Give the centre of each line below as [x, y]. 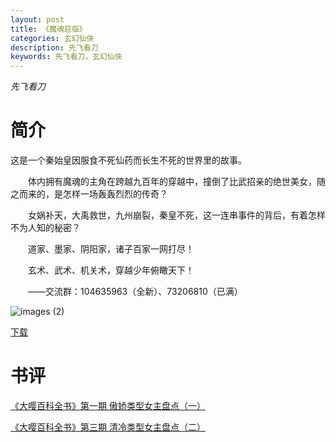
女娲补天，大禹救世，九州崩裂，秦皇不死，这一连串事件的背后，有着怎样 [176, 215]
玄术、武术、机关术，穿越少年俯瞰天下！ [111, 270]
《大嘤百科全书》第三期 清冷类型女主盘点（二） [108, 427]
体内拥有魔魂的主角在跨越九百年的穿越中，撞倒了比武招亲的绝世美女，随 [176, 182]
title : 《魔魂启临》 [48, 29]
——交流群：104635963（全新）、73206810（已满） [135, 292]
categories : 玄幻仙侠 [52, 38]
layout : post [37, 19]
